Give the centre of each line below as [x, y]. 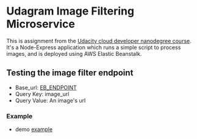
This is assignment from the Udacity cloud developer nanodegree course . [99, 41]
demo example [34, 129]
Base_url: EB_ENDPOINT [46, 87]
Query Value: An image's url [50, 100]
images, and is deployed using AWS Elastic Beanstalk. [74, 53]
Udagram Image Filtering [70, 11]
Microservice [41, 24]
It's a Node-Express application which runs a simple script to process [94, 47]
